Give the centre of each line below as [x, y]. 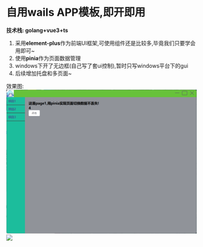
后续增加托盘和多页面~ [43, 73]
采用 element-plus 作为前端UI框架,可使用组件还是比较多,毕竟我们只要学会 [105, 43]
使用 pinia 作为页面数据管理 [48, 58]
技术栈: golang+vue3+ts [37, 30]
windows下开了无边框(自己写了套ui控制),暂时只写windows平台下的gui [101, 66]
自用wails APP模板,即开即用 [76, 12]
